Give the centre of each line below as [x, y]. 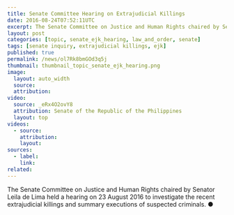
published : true [31, 53]
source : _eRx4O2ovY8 [43, 105]
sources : [20, 150]
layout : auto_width [42, 79]
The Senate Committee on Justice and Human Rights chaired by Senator [111, 189]
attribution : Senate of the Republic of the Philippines [98, 111]
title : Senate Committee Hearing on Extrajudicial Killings [96, 14]
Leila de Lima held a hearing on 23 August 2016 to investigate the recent [111, 197]
